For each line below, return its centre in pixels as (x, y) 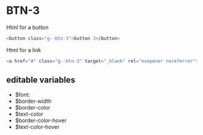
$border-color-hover (41, 120)
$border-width (33, 101)
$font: (22, 94)
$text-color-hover (37, 127)
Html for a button (27, 27)
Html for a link (24, 50)
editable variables (41, 80)
